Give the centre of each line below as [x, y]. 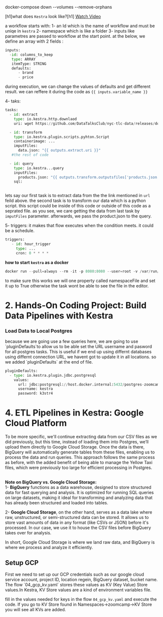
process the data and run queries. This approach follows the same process [80, 457]
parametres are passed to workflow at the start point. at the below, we [75, 36]
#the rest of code [30, 155]
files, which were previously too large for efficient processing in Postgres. [79, 467]
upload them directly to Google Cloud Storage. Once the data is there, [75, 447]
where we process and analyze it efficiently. [49, 548]
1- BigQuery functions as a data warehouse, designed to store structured [78, 487]
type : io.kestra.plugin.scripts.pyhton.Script [62, 137]
